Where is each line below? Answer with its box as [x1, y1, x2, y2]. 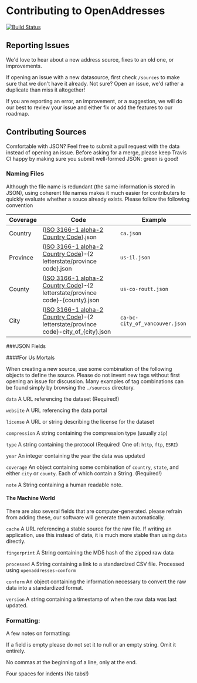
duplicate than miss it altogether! [6, 86, 86, 93]
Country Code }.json [42, 233, 97, 241]
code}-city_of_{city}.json [42, 327, 111, 336]
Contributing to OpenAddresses [6, 4, 165, 18]
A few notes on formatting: [6, 630, 71, 637]
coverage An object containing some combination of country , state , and [6, 464, 179, 471]
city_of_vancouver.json [120, 320, 186, 327]
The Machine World [6, 495, 55, 502]
